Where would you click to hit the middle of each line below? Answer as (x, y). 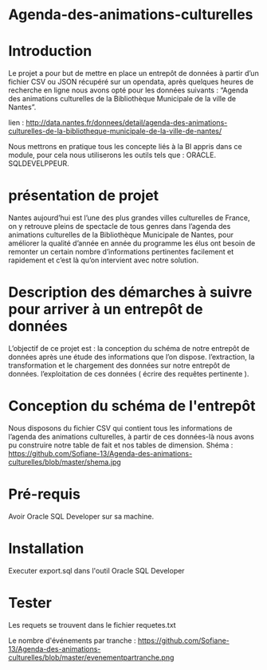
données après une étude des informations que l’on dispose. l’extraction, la (132, 357)
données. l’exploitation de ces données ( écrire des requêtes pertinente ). (129, 374)
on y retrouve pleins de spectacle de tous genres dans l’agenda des (120, 227)
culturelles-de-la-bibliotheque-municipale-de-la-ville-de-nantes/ (115, 131)
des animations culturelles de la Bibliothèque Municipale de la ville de (122, 99)
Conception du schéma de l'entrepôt (132, 406)
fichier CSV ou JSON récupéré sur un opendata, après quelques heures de (131, 82)
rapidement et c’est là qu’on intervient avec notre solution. (104, 260)
